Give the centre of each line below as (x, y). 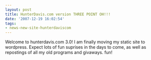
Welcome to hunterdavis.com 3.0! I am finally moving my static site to (75, 42)
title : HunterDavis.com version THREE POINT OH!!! (58, 14)
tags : (11, 23)
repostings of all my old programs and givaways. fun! (59, 53)
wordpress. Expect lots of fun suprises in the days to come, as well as (75, 47)
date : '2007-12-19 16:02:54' (35, 19)
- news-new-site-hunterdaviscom (38, 28)
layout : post (18, 10)
